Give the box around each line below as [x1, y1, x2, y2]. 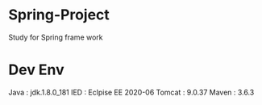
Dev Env [8, 61, 64, 79]
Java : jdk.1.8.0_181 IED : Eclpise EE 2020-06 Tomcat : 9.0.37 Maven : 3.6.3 [8, 87, 255, 97]
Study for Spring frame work [8, 32, 103, 42]
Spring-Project [8, 6, 110, 24]
